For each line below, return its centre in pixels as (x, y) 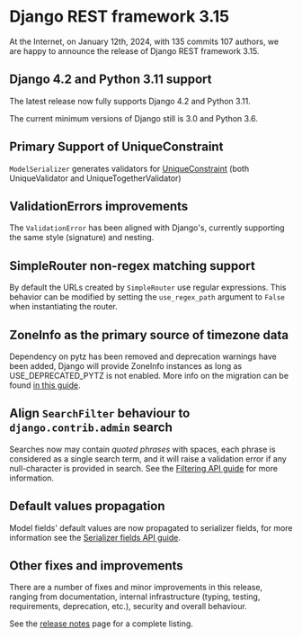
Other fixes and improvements (97, 566)
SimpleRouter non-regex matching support (133, 266)
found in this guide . (45, 385)
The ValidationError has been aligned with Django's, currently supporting (147, 228)
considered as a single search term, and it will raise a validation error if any (148, 458)
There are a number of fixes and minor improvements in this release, (136, 588)
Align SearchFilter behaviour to (100, 413)
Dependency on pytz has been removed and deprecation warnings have (143, 356)
